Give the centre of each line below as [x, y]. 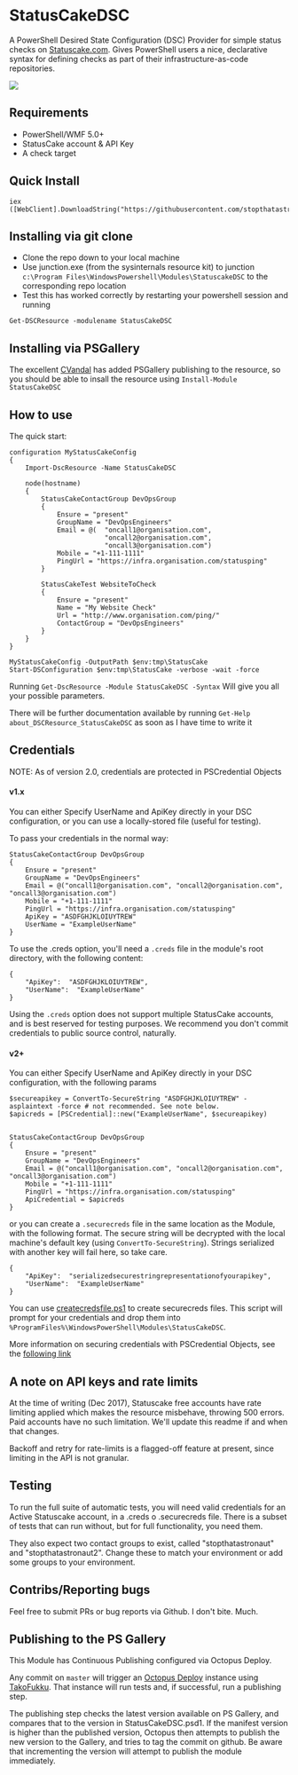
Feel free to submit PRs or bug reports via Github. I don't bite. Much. [134, 1611]
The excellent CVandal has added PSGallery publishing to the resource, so [145, 370]
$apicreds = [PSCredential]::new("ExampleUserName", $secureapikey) [138, 1115]
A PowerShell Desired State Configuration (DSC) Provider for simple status [145, 40]
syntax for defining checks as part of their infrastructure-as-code [129, 59]
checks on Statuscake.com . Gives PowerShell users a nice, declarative [138, 49]
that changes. [34, 1432]
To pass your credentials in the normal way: [89, 839]
